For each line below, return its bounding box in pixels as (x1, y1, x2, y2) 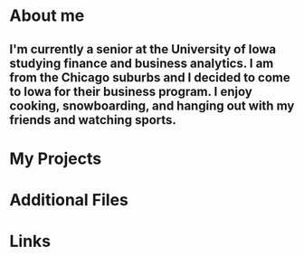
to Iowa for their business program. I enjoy (9, 83, 253, 100)
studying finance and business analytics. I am (9, 55, 274, 71)
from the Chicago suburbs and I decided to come (9, 70, 291, 85)
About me (9, 5, 85, 26)
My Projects (9, 148, 102, 168)
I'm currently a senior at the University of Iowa (9, 42, 277, 57)
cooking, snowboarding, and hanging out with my (9, 98, 295, 113)
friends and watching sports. (9, 112, 176, 128)
